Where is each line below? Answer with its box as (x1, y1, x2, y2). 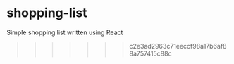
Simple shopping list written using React (6, 28, 123, 37)
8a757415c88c (129, 49, 172, 58)
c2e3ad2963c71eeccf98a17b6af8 (129, 41, 227, 50)
